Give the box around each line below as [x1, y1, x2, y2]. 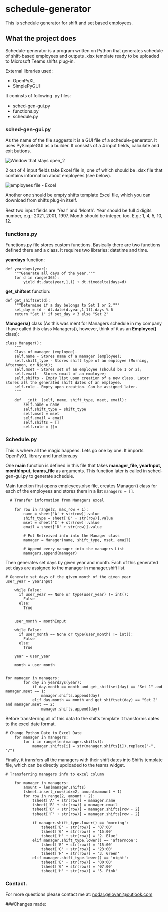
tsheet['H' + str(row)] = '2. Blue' [41, 833, 118, 838]
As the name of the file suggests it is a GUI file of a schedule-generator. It [5, 137, 157, 143]
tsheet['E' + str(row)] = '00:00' [41, 860, 113, 865]
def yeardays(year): [5, 267, 49, 272]
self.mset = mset [23, 411, 59, 416]
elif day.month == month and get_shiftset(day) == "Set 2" [32, 697, 158, 702]
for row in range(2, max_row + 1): [14, 506, 89, 512]
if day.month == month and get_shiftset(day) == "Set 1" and [32, 684, 163, 689]
